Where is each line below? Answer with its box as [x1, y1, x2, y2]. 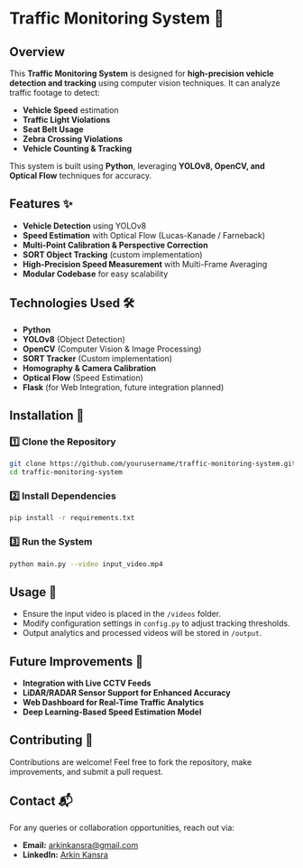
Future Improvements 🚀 [9, 654, 144, 669]
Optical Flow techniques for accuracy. [9, 171, 151, 181]
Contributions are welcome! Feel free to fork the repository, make [9, 756, 252, 767]
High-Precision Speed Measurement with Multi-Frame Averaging [22, 258, 268, 269]
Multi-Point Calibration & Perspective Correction [22, 239, 209, 250]
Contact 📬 [9, 794, 73, 809]
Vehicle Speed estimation [22, 105, 119, 116]
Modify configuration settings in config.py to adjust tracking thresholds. [22, 618, 290, 629]
